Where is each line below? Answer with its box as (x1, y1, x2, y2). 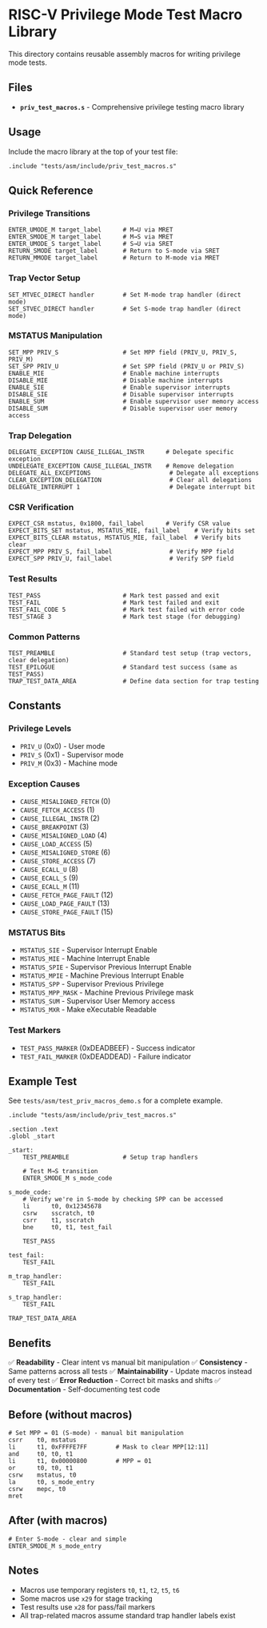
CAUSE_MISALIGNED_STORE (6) (19, 847, 111, 858)
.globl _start (8, 1132, 56, 1140)
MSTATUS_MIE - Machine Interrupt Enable (19, 954, 150, 963)
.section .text (8, 1125, 59, 1134)
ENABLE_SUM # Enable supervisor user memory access (8, 397, 260, 405)
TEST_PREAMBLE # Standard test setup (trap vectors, (8, 649, 252, 657)
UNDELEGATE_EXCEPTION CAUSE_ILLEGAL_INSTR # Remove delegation (8, 462, 234, 470)
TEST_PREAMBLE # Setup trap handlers (22, 1153, 198, 1162)
